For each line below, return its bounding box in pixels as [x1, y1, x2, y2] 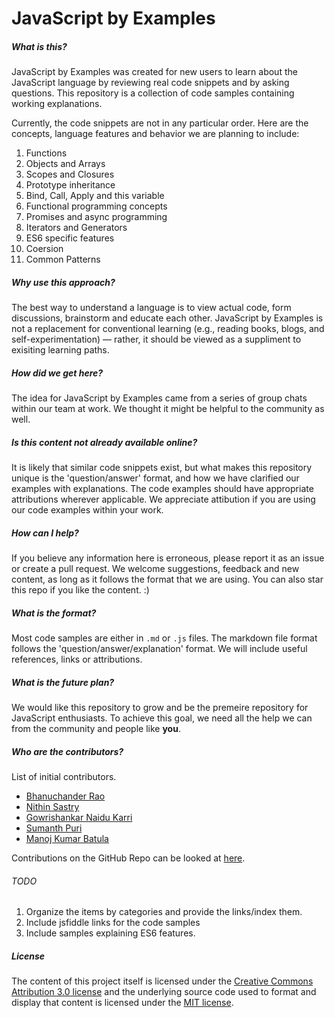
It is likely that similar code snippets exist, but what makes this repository [11, 462, 313, 474]
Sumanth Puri [25, 822, 83, 834]
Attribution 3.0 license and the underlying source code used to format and [11, 986, 317, 998]
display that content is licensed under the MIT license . [11, 997, 234, 1009]
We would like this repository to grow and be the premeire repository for [11, 701, 309, 713]
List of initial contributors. [11, 770, 117, 782]
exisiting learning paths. [11, 344, 110, 356]
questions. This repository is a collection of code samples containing [11, 87, 295, 99]
